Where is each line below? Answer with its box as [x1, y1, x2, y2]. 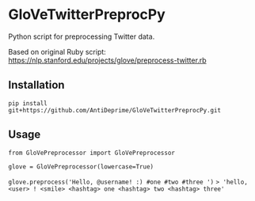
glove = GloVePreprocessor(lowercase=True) [8, 162, 154, 171]
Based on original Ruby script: [8, 47, 107, 56]
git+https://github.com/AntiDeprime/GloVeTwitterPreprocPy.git [8, 106, 222, 114]
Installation [8, 78, 65, 92]
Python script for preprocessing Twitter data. [8, 32, 155, 41]
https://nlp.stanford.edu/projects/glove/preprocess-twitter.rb [8, 55, 207, 65]
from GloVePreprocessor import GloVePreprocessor [8, 149, 176, 157]
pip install [8, 99, 48, 108]
